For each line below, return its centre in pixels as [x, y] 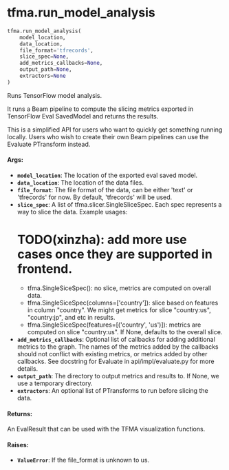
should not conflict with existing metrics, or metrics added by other [112, 354]
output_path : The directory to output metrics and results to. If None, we [118, 376]
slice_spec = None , [44, 57]
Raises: [18, 445]
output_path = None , [46, 70]
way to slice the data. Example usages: [72, 212]
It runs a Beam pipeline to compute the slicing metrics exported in [100, 109]
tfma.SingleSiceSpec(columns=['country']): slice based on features [123, 303]
